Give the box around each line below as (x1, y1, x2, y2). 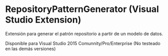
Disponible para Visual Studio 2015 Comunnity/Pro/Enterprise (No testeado (5, 40, 161, 46)
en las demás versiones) (5, 45, 56, 51)
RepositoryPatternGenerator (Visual (5, 3, 159, 15)
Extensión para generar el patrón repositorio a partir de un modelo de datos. (5, 30, 163, 36)
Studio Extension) (5, 14, 81, 25)
